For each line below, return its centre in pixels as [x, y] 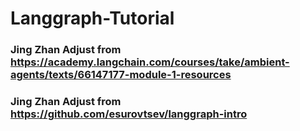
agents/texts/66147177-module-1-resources [121, 75]
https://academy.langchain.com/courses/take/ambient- [150, 62]
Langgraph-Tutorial [92, 18]
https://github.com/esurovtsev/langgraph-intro [129, 114]
